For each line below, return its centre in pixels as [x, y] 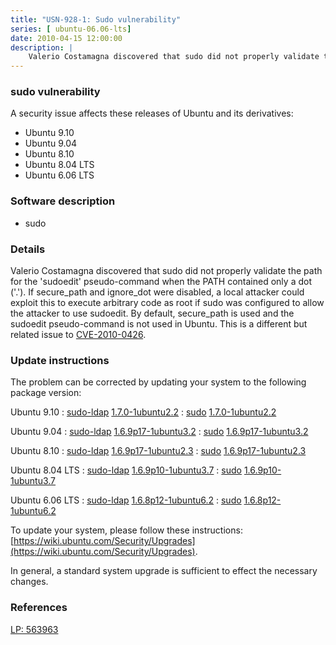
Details [28, 249]
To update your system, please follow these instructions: [126, 530]
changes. [29, 582]
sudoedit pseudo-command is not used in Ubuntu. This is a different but [159, 324]
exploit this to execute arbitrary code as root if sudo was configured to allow [167, 303]
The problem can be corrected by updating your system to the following [158, 382]
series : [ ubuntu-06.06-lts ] [71, 29]
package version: [46, 393]
